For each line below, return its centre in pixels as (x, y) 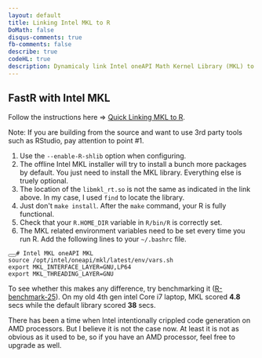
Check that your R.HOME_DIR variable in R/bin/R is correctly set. (121, 222)
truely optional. (44, 180)
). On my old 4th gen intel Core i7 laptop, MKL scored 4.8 (148, 297)
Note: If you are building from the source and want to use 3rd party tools (126, 132)
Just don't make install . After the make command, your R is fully (123, 205)
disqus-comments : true (45, 37)
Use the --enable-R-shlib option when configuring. (103, 155)
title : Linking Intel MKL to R (59, 23)
